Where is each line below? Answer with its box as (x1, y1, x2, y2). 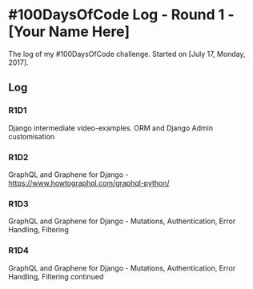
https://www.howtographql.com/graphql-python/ (8, 178, 170, 187)
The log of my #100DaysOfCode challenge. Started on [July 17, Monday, (8, 49, 246, 58)
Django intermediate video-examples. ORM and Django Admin (8, 122, 214, 133)
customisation (8, 131, 55, 141)
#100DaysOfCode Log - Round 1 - (8, 6, 235, 24)
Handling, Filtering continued (8, 271, 104, 281)
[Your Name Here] (8, 22, 131, 41)
